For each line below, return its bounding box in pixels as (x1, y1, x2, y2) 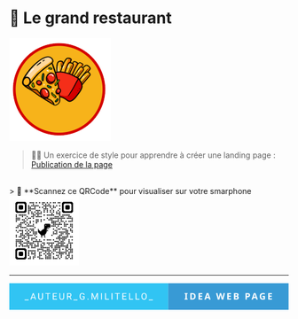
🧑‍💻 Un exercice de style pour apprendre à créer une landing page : (30, 150, 277, 160)
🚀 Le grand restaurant (9, 8, 172, 28)
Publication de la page (30, 159, 114, 169)
